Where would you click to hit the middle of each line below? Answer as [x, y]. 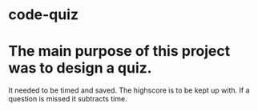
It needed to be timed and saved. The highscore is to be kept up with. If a [129, 90]
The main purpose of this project [119, 52]
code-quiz [43, 15]
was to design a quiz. [80, 68]
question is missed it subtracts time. [68, 99]
